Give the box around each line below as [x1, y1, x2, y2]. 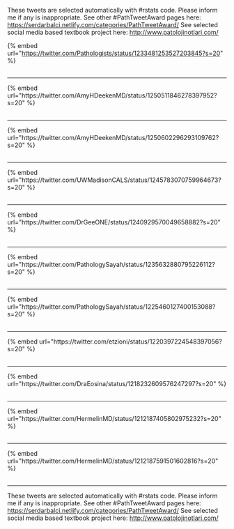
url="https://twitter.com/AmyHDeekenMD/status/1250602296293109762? [7, 134, 219, 141]
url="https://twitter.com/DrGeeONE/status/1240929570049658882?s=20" [7, 218, 221, 226]
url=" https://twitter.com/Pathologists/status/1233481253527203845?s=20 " [7, 49, 224, 57]
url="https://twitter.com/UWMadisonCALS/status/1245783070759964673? [7, 176, 221, 184]
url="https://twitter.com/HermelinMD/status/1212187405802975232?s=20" [7, 415, 221, 422]
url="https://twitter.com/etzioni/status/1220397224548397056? [39, 337, 223, 346]
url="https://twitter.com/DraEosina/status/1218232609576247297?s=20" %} [7, 380, 227, 388]
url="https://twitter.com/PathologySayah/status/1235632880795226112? [7, 261, 216, 268]
